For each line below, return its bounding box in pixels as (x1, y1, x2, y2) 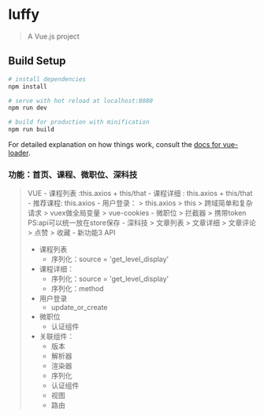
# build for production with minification (8, 118, 150, 127)
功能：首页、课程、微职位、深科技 (8, 169, 138, 180)
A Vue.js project (27, 31, 80, 41)
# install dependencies (8, 75, 87, 83)
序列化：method (50, 284, 104, 293)
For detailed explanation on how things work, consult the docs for (8, 140, 221, 149)
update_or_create (50, 303, 108, 312)
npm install (8, 83, 47, 90)
